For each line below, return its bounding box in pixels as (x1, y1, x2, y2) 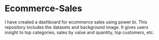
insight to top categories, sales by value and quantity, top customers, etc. (4, 29, 155, 35)
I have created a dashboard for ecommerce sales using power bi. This (4, 19, 148, 25)
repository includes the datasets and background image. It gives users (4, 24, 149, 30)
